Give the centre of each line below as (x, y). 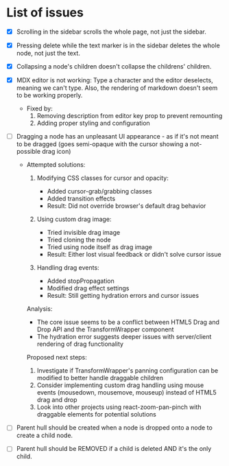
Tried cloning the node (79, 240)
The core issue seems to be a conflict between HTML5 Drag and (128, 322)
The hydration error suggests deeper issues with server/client (124, 337)
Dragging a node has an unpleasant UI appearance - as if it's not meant (117, 137)
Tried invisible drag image (84, 233)
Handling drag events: (68, 268)
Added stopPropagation (81, 281)
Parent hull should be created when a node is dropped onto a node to (114, 428)
